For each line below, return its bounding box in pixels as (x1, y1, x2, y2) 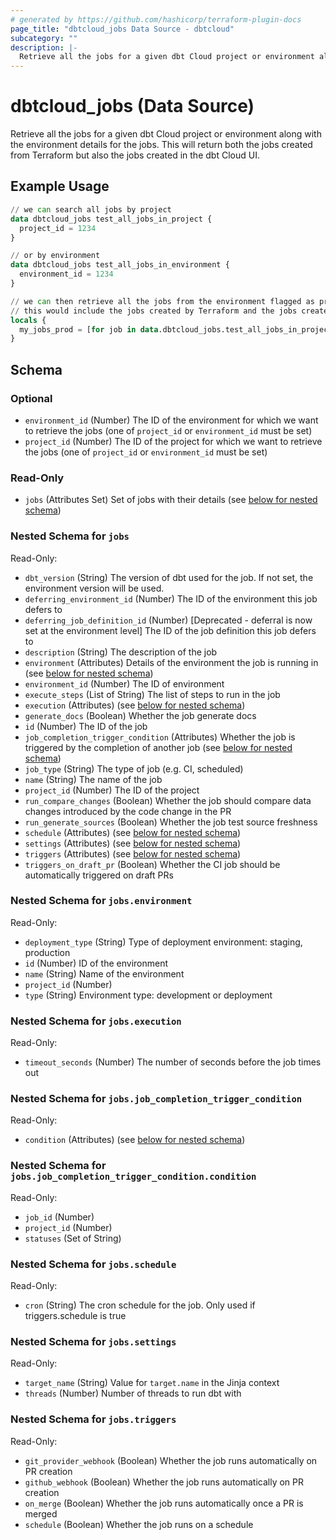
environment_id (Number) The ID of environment (24, 677, 225, 690)
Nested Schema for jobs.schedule (10, 1257, 177, 1271)
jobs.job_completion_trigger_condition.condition (10, 1171, 257, 1183)
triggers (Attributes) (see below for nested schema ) (24, 847, 242, 860)
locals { (10, 315, 47, 325)
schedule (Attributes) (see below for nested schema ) (24, 826, 242, 838)
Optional (10, 391, 53, 405)
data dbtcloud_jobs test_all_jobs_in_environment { (10, 260, 230, 270)
